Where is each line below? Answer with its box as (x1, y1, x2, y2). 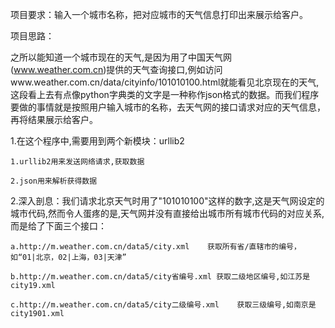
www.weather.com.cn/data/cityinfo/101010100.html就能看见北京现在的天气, (10, 76, 320, 88)
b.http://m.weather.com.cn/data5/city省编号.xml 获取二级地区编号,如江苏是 (10, 272, 311, 282)
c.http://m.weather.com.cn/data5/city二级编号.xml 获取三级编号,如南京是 (10, 300, 317, 310)
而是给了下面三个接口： (10, 220, 107, 232)
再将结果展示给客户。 (10, 114, 98, 125)
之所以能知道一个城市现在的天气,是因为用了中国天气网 (10, 51, 233, 63)
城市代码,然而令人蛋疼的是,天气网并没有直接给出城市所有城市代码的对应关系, (10, 208, 325, 219)
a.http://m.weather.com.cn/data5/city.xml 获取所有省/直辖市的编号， (10, 242, 302, 252)
